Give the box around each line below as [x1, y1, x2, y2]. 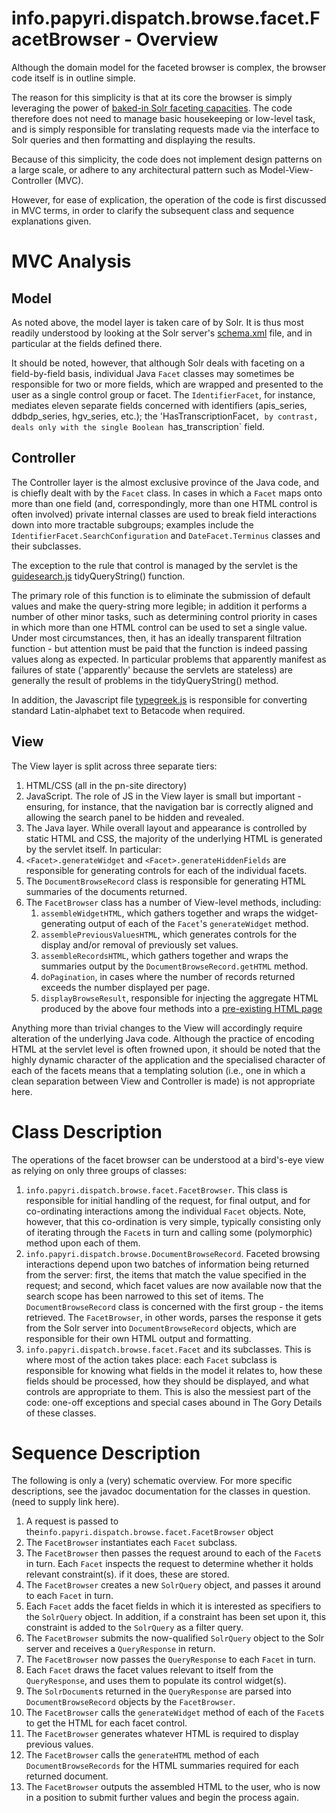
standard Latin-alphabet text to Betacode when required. [11, 704, 246, 716]
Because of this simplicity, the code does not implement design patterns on [11, 153, 323, 165]
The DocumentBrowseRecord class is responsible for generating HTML [25, 875, 307, 887]
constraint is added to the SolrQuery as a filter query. [25, 1622, 244, 1634]
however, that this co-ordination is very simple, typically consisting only [25, 1215, 322, 1227]
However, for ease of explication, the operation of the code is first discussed [11, 193, 327, 206]
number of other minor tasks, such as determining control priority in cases [11, 610, 318, 622]
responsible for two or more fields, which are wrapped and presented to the [11, 378, 324, 390]
